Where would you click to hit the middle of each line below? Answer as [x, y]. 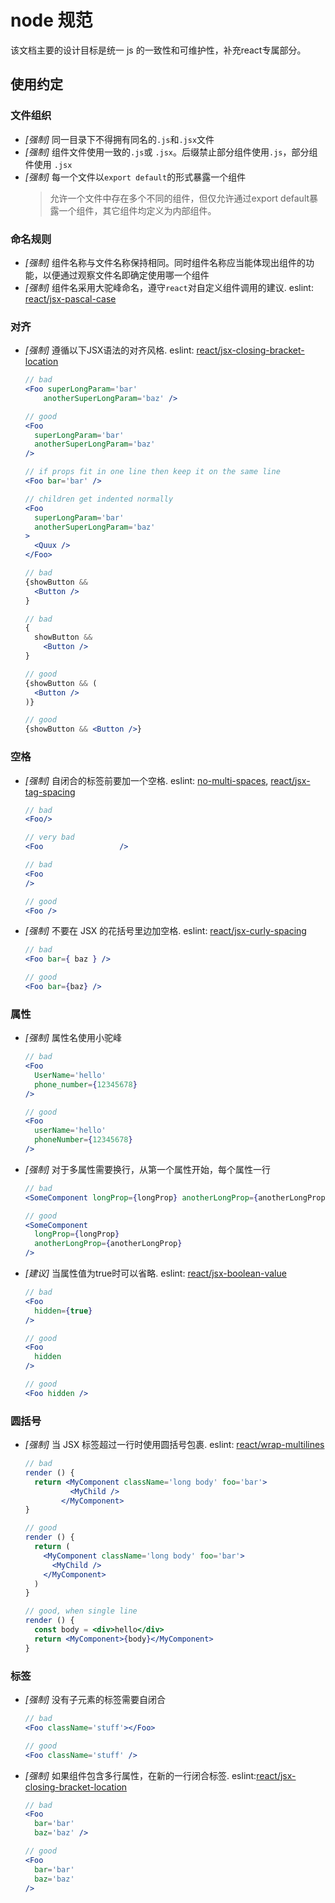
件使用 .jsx [48, 164]
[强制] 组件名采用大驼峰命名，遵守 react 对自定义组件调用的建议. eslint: [169, 287]
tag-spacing [50, 792]
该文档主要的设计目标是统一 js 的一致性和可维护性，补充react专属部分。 [158, 50]
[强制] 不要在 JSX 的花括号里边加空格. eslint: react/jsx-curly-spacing [165, 931]
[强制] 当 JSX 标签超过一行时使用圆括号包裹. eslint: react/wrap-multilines [174, 1445]
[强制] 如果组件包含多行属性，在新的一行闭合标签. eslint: [140, 1775]
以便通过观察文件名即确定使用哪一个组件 [126, 275]
